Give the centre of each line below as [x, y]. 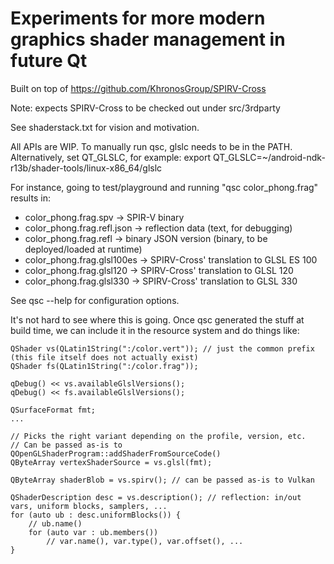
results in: [30, 198]
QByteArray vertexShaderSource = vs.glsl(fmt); [111, 462]
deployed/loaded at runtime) [83, 249]
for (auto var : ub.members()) [93, 532]
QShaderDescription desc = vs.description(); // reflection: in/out [156, 497]
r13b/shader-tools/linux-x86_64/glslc [86, 168]
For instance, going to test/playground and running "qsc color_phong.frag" [164, 187]
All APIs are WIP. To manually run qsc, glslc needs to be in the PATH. [151, 146]
